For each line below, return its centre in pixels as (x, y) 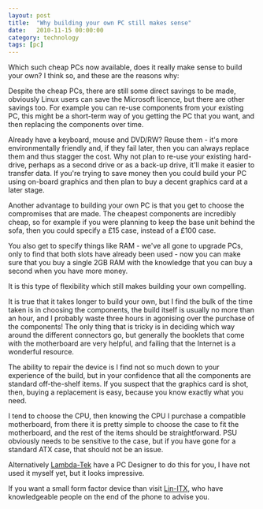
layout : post (30, 15)
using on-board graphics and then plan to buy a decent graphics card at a (128, 182)
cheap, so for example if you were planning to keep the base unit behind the (132, 223)
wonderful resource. (41, 352)
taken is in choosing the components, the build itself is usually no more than (131, 310)
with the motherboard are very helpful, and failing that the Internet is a (122, 343)
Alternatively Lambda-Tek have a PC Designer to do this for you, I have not (129, 465)
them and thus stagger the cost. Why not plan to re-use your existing (120, 157)
